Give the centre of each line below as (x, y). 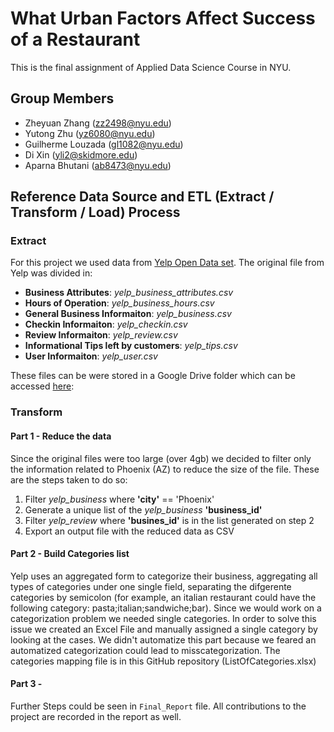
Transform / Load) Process (95, 212)
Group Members (62, 98)
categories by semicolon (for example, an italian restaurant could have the (163, 597)
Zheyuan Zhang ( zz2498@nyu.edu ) (98, 123)
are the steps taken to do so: (69, 479)
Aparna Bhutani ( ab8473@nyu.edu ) (98, 165)
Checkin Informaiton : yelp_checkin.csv (106, 324)
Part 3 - (26, 684)
